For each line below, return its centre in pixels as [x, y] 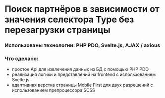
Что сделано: [22, 59]
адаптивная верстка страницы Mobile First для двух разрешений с [82, 85]
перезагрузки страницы [58, 30]
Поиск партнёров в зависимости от [82, 9]
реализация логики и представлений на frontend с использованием [84, 74]
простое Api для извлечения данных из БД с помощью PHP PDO [80, 69]
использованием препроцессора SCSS [53, 90]
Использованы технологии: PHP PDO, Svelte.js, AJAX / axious [82, 45]
